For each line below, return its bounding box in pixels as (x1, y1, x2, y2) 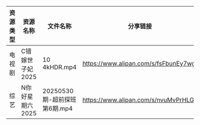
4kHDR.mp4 (42, 63, 77, 71)
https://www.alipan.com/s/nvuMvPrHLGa (82, 96, 198, 104)
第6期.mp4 (42, 104, 73, 112)
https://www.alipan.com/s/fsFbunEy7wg (82, 60, 196, 67)
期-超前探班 (42, 95, 76, 104)
